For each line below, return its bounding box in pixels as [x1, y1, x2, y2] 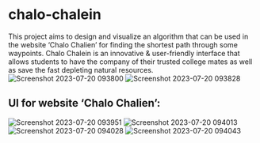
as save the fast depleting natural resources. [8, 65, 154, 74]
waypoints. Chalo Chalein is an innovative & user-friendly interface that [8, 48, 240, 58]
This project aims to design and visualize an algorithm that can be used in [8, 32, 249, 41]
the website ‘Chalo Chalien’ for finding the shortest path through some [8, 40, 238, 49]
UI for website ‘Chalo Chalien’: [8, 96, 161, 110]
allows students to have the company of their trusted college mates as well [8, 57, 253, 66]
